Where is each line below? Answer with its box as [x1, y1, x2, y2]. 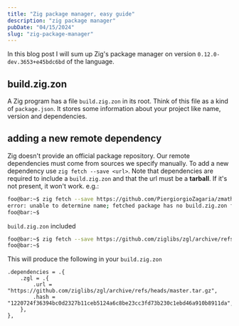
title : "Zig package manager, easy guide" [7, 10, 135, 18]
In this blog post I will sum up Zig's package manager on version [7, 50, 196, 58]
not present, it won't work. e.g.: [7, 182, 100, 190]
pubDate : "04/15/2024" [7, 23, 75, 31]
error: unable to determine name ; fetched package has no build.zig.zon [7, 202, 228, 209]
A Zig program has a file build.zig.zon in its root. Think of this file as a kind [7, 97, 229, 105]
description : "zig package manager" [7, 17, 116, 24]
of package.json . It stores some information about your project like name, [7, 105, 221, 113]
